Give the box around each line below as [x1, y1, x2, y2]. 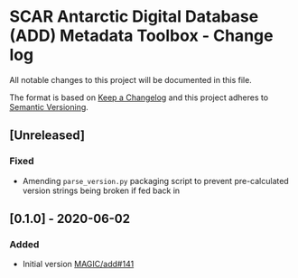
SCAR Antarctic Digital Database [9, 6, 259, 27]
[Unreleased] [9, 128, 86, 144]
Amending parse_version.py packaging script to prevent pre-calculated [22, 175, 289, 186]
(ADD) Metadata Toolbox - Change [9, 25, 274, 46]
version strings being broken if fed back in [22, 185, 181, 196]
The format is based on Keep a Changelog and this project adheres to [9, 92, 269, 103]
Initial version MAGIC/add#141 [22, 259, 135, 270]
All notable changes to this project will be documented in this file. [9, 74, 253, 85]
